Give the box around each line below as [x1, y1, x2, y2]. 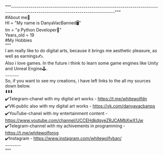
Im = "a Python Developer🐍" [5, 27, 62, 33]
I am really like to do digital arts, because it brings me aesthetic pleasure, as [5, 48, 157, 53]
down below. [5, 83, 31, 89]
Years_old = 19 [5, 32, 35, 38]
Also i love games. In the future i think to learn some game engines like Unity [5, 60, 159, 66]
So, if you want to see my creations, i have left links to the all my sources [5, 78, 151, 83]
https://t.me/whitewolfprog [5, 130, 59, 136]
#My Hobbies [5, 38, 33, 43]
